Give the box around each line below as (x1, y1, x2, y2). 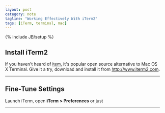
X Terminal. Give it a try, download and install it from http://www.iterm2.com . (5, 66, 160, 72)
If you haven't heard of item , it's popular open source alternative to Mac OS (5, 61, 158, 67)
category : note (5, 12, 36, 17)
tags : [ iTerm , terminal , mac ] (5, 20, 67, 26)
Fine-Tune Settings (5, 85, 65, 93)
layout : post (5, 7, 32, 12)
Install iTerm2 (5, 48, 48, 56)
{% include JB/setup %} (5, 34, 54, 40)
